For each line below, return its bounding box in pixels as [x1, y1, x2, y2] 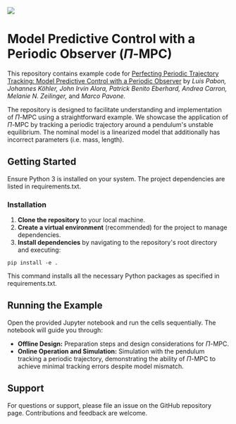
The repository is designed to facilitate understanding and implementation [7, 105, 222, 114]
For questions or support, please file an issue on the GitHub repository [7, 401, 212, 409]
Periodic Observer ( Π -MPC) [7, 46, 173, 62]
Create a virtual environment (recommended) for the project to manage [17, 223, 228, 232]
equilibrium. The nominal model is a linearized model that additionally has [7, 128, 221, 136]
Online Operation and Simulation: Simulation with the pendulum [17, 346, 205, 356]
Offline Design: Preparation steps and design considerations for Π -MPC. [17, 339, 229, 348]
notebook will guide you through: [7, 325, 104, 334]
